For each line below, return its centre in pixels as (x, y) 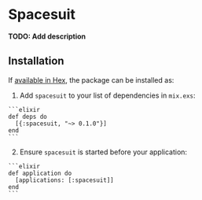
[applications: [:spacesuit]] (64, 180)
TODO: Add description (47, 36)
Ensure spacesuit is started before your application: (103, 152)
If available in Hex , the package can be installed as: (91, 80)
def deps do (28, 117)
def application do (40, 173)
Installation (36, 61)
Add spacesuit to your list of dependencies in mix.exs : (107, 95)
